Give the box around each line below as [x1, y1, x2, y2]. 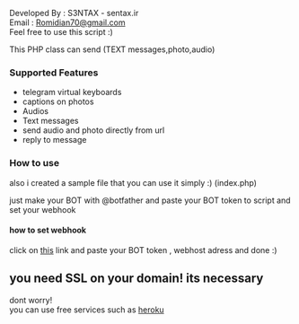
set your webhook [9, 204, 76, 215]
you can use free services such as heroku [9, 304, 164, 315]
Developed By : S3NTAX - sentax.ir [9, 8, 139, 18]
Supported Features [9, 66, 99, 79]
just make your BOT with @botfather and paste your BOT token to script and [9, 195, 291, 206]
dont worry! [9, 294, 53, 305]
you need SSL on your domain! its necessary [9, 271, 264, 286]
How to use [9, 157, 60, 170]
